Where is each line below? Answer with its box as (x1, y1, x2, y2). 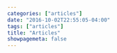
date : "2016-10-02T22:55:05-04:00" (7, 17, 111, 23)
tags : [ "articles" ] (7, 23, 64, 30)
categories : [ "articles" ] (7, 10, 82, 17)
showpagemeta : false (7, 36, 68, 43)
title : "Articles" (7, 29, 61, 36)
